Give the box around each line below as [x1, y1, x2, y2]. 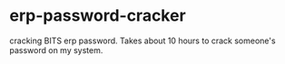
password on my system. [9, 44, 103, 55]
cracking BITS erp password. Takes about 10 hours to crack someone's [9, 35, 276, 46]
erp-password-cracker [9, 5, 186, 26]
